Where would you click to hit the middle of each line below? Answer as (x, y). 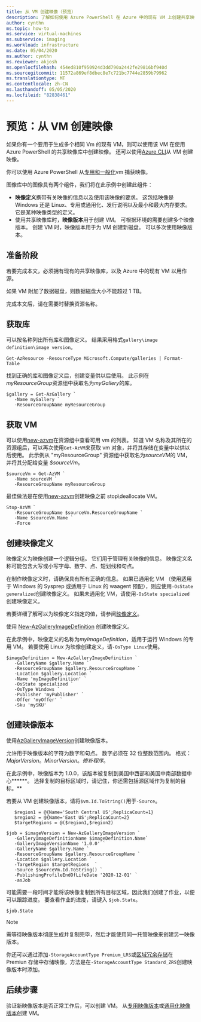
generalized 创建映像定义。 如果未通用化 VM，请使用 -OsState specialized (98, 593)
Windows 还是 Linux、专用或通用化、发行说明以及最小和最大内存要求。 (103, 204)
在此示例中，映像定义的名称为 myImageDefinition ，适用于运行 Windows (94, 639)
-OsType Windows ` (37, 689)
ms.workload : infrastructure (42, 45)
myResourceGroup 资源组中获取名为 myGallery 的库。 (71, 383)
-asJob (22, 880)
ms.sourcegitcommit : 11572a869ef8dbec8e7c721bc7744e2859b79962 (87, 73)
